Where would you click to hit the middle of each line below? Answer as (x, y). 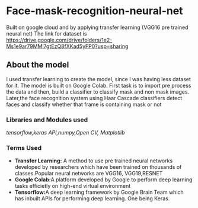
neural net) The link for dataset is (47, 33)
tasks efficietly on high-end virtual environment (73, 186)
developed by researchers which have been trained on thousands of (98, 167)
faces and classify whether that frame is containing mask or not (84, 104)
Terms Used (24, 148)
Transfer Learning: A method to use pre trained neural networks (94, 161)
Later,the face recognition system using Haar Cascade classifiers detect (94, 98)
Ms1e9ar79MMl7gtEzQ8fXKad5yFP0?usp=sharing (67, 46)
